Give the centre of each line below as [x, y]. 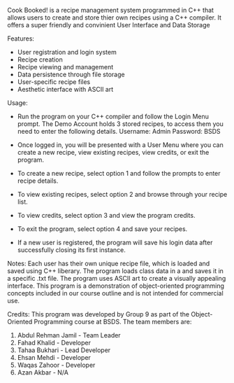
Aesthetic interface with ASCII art [65, 89]
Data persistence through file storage [71, 74]
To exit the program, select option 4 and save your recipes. [102, 229]
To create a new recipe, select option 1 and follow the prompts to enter [119, 173]
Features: [21, 39]
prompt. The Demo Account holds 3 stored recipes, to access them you [120, 124]
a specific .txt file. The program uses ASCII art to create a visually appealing [117, 278]
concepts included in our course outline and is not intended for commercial [115, 293]
